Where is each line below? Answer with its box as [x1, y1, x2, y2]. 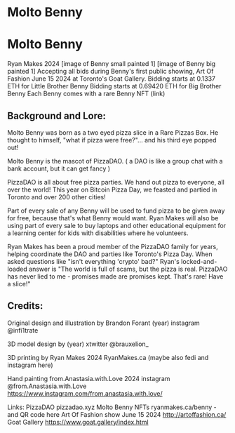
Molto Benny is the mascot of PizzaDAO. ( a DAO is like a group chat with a [7, 156, 223, 165]
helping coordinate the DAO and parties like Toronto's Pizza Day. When [7, 250, 213, 258]
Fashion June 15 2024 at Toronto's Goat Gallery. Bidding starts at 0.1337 [7, 74, 216, 83]
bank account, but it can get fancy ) [7, 164, 111, 173]
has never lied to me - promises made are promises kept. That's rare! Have [7, 272, 224, 281]
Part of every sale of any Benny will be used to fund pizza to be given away [7, 206, 225, 215]
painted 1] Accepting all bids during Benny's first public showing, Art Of [7, 67, 214, 76]
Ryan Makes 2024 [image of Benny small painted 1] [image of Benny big [7, 60, 216, 68]
